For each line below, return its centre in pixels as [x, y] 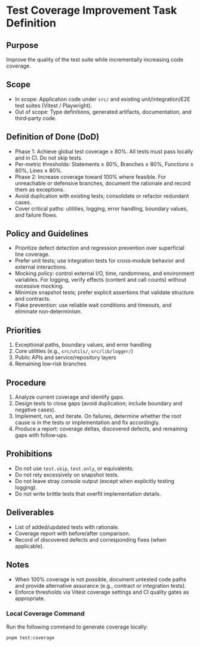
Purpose [22, 45]
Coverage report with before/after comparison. [73, 533]
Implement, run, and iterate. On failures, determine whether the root [98, 416]
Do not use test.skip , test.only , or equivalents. [74, 468]
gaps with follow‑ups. [41, 435]
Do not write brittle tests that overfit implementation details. [88, 493]
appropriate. [30, 598]
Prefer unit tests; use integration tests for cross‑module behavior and [100, 261]
